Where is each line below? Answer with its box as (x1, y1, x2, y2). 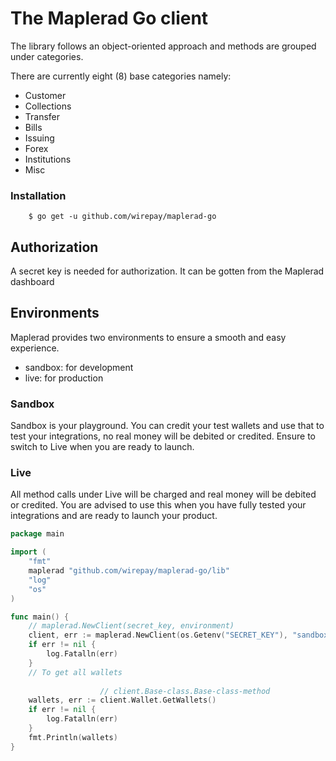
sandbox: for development (24, 361, 134, 373)
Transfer (24, 110, 61, 122)
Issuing (24, 132, 55, 144)
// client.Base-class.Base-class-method (99, 686, 271, 696)
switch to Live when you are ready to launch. (10, 441, 195, 453)
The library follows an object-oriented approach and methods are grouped (10, 40, 317, 52)
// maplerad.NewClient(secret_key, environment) (28, 621, 235, 631)
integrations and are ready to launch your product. (10, 510, 218, 522)
